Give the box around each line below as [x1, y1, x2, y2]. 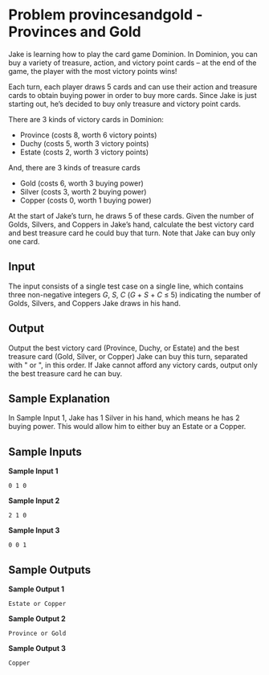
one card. [8, 236, 40, 246]
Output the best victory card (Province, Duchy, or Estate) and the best [8, 343, 239, 353]
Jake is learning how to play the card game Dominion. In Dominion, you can [8, 49, 259, 59]
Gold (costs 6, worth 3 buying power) [19, 178, 145, 188]
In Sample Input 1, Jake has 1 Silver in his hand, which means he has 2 [8, 413, 240, 423]
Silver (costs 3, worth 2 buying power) [19, 186, 147, 196]
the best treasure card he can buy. [8, 368, 123, 378]
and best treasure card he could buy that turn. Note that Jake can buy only [8, 227, 255, 238]
